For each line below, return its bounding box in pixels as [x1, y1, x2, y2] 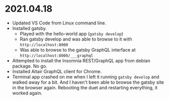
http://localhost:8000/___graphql [19, 53, 93, 58]
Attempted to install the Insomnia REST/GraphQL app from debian [12, 57, 151, 63]
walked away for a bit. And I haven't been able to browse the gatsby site [12, 79, 164, 85]
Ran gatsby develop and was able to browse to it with [19, 36, 132, 42]
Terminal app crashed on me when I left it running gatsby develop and [12, 74, 159, 80]
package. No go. [12, 63, 47, 69]
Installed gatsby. [12, 25, 47, 31]
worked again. [12, 90, 42, 96]
